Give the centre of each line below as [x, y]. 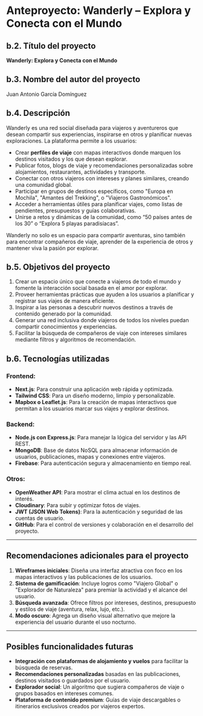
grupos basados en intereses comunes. [64, 694]
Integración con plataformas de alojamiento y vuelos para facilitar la [101, 661]
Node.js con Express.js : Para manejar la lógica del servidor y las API [101, 437]
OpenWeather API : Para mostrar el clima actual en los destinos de [98, 492]
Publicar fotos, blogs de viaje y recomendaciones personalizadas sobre [104, 165]
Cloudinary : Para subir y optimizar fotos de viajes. [78, 505]
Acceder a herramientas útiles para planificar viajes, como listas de [99, 204]
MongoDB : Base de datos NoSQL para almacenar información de [96, 450]
